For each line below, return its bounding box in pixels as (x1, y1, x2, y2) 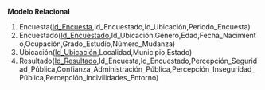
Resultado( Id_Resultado (18, 56, 97, 65)
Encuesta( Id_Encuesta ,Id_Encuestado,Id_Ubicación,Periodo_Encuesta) (18, 22, 251, 31)
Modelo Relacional (7, 7, 71, 16)
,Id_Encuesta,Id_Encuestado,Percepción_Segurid (96, 56, 258, 65)
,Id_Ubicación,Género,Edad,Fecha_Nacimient (109, 31, 256, 40)
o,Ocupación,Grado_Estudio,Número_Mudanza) (18, 39, 176, 49)
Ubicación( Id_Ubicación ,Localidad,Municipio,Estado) (18, 48, 193, 57)
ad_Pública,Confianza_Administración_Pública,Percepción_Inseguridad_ (18, 65, 255, 74)
